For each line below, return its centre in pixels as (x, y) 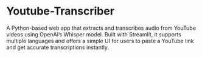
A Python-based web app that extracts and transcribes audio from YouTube (101, 28)
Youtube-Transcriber (60, 11)
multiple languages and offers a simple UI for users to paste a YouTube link (100, 41)
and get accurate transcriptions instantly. (58, 47)
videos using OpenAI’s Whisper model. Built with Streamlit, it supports (94, 34)
